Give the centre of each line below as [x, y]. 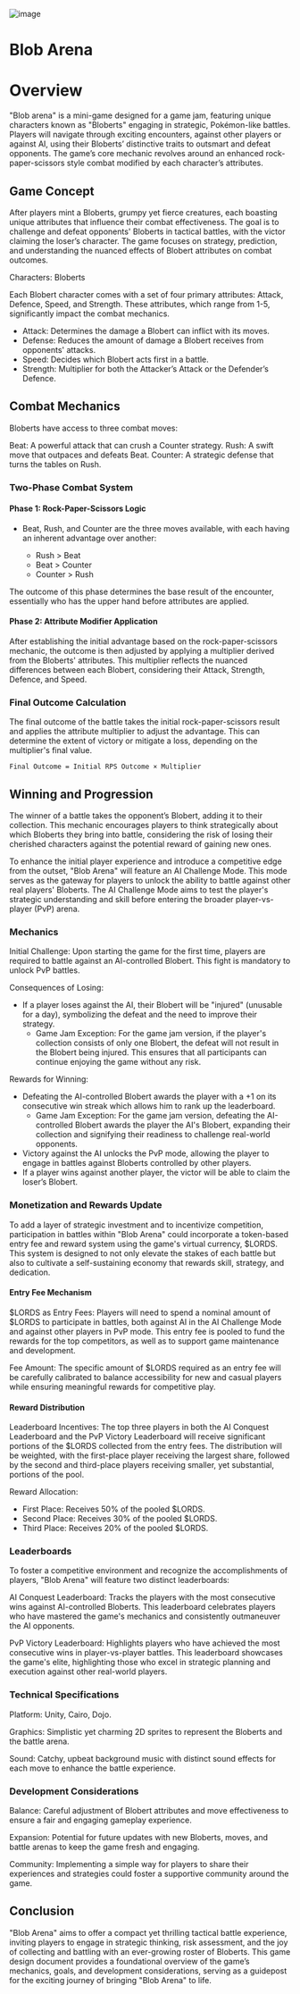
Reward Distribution [47, 1407]
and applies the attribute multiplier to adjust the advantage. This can [135, 732]
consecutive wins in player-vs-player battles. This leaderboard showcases [146, 1653]
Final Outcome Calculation [68, 703]
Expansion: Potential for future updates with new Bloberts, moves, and [139, 1838]
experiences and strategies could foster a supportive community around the [149, 1874]
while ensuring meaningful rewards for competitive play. [112, 1387]
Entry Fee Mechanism [50, 1293]
